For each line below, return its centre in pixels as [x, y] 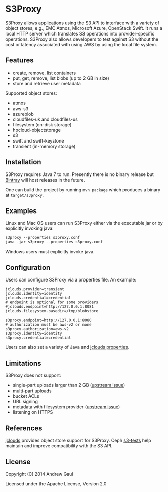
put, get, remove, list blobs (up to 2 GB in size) [61, 78]
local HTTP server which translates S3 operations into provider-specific [80, 33]
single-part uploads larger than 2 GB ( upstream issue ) [69, 385]
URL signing [25, 401]
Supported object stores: [31, 93]
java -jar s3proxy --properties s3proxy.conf [54, 242]
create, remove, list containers [44, 73]
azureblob [23, 114]
